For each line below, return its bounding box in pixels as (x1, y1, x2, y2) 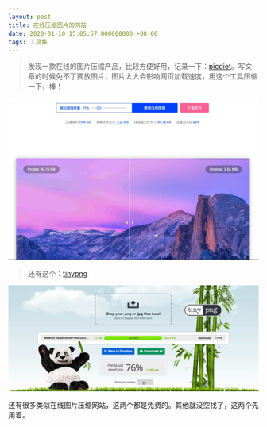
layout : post (8, 13, 52, 21)
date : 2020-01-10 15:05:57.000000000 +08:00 (8, 29, 158, 37)
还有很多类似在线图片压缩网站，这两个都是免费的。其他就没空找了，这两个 (8, 400, 252, 410)
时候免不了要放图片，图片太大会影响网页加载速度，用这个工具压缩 (41, 71, 258, 81)
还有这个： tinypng (27, 268, 88, 278)
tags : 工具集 (8, 38, 48, 46)
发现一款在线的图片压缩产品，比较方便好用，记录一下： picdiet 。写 (27, 62, 246, 71)
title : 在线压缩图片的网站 (8, 21, 87, 29)
